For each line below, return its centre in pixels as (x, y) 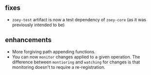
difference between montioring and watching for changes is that (76, 62)
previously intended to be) (38, 25)
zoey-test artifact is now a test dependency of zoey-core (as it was (79, 19)
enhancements (28, 40)
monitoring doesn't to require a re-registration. (59, 67)
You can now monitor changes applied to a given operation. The (76, 57)
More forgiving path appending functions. (54, 52)
